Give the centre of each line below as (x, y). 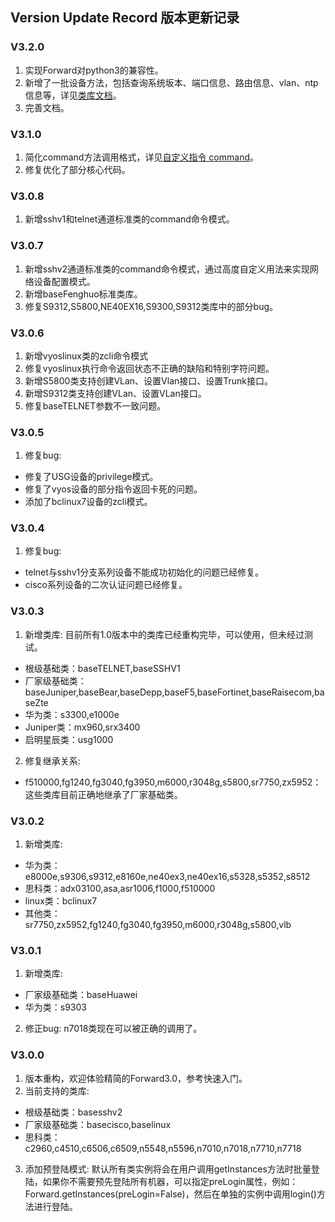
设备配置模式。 (64, 281)
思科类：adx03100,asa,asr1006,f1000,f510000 (120, 889)
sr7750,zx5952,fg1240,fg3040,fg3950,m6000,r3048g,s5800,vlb (158, 925)
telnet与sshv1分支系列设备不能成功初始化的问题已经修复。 (144, 572)
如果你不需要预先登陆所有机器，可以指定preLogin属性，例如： (170, 1181)
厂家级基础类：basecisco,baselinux (98, 1124)
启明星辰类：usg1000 (69, 739)
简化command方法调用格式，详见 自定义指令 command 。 (141, 157)
